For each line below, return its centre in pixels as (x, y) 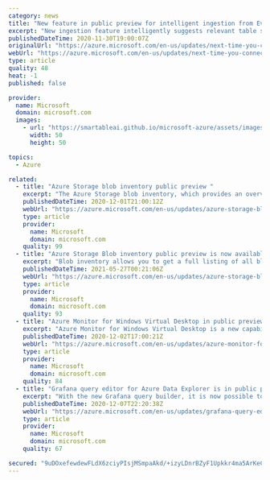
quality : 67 (43, 449)
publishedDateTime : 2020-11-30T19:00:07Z (79, 38)
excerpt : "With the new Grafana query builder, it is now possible (138, 396)
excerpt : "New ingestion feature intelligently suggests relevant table (133, 31)
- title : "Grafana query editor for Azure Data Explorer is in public (136, 389)
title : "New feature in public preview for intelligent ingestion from (131, 23)
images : (29, 120)
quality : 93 (43, 314)
